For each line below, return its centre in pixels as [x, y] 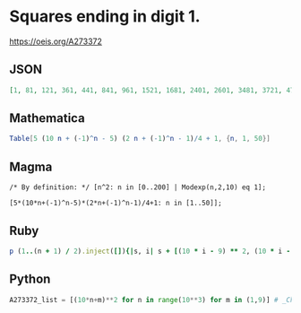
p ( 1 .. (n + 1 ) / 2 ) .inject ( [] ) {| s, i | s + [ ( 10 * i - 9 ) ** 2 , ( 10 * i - [150, 251]
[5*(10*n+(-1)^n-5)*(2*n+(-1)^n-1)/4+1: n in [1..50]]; [116, 204]
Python [30, 279]
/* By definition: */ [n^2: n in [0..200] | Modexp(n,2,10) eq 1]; [138, 187]
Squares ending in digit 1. [105, 17]
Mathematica [47, 118]
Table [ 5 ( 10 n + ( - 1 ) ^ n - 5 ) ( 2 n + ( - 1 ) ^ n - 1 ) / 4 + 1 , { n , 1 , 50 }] [140, 139]
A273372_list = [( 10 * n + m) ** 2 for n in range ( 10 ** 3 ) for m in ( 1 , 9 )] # [144, 300]
